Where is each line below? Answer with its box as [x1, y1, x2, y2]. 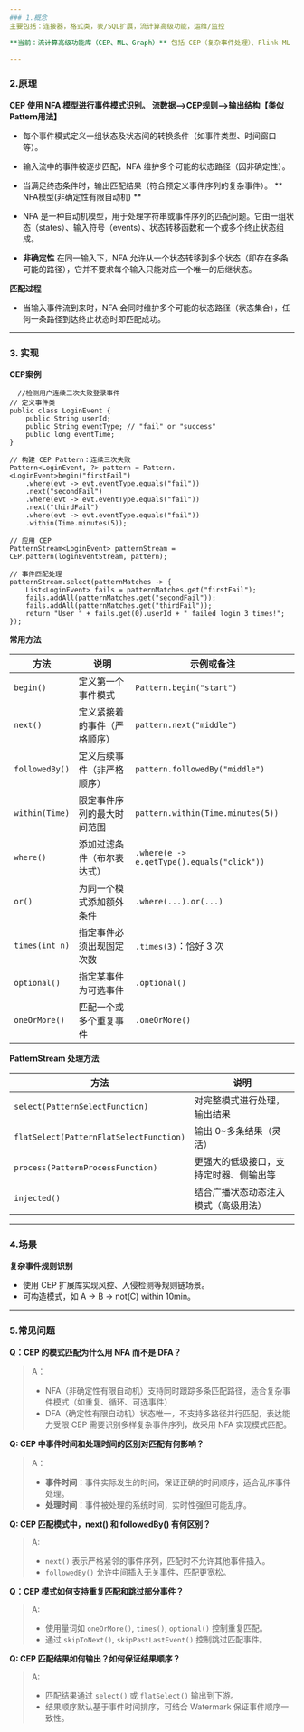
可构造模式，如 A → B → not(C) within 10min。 [22, 1291, 196, 1302]
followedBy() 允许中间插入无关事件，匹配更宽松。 [44, 1566, 232, 1577]
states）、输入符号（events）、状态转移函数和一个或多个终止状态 [38, 222, 277, 232]
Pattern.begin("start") [135, 682, 238, 693]
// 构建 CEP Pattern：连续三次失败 [9, 455, 131, 464]
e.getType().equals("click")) [135, 857, 265, 866]
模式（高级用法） [194, 1199, 267, 1212]
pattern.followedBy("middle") [135, 763, 265, 774]
